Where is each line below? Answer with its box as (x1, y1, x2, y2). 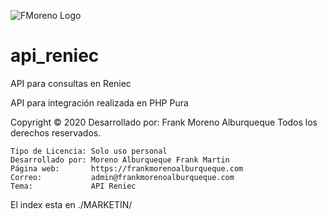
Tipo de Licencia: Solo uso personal (10, 146, 168, 156)
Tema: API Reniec (10, 181, 137, 191)
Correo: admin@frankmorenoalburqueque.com (10, 172, 235, 182)
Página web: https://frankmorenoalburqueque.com (10, 163, 244, 174)
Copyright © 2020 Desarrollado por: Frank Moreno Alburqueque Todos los (10, 116, 318, 128)
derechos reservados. (10, 126, 102, 139)
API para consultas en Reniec (10, 77, 132, 89)
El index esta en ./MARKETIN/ (10, 198, 133, 210)
